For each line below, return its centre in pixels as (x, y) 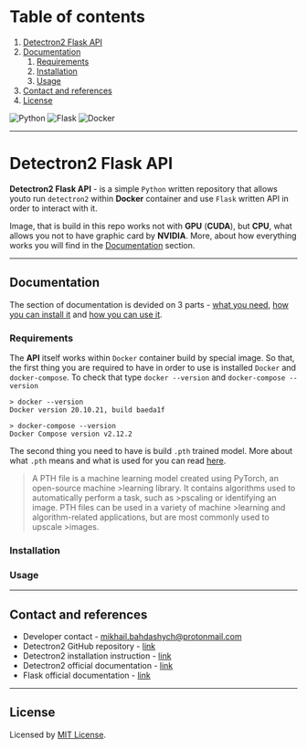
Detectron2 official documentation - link (98, 666)
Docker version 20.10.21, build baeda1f (88, 410)
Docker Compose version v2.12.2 (71, 434)
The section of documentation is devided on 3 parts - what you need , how (149, 304)
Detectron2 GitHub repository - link (89, 647)
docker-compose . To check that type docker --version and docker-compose (148, 377)
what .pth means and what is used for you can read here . (118, 460)
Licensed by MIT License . (58, 734)
